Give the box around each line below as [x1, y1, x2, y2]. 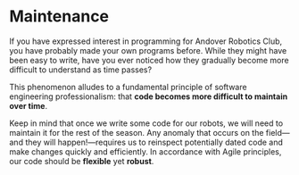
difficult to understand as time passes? [9, 64, 153, 75]
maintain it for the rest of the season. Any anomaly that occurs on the [9, 127, 264, 137]
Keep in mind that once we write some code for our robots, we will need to [9, 118, 284, 129]
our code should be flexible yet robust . [9, 155, 154, 166]
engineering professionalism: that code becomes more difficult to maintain [9, 91, 288, 102]
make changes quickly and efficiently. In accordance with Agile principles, [9, 146, 282, 157]
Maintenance [9, 6, 110, 27]
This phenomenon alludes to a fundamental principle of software [9, 81, 247, 92]
